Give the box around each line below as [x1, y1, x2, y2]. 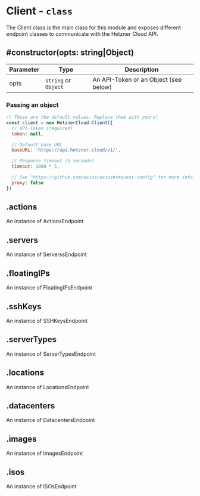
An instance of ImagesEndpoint [6, 449, 83, 457]
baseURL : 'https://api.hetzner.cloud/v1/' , [11, 147, 121, 153]
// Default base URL [11, 141, 62, 147]
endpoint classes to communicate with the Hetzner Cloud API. [6, 30, 159, 37]
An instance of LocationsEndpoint [6, 383, 89, 390]
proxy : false [11, 180, 44, 186]
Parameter [9, 65, 40, 73]
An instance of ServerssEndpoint [6, 251, 87, 258]
